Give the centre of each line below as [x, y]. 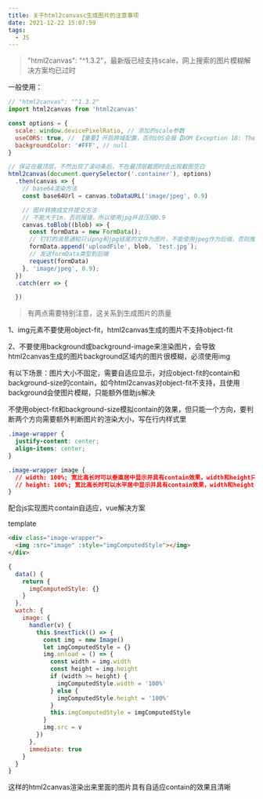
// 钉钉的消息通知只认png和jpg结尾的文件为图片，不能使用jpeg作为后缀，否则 [139, 239]
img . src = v [62, 728]
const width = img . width [90, 662]
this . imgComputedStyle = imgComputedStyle [120, 713]
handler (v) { [50, 625]
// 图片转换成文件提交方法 [59, 210]
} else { [64, 691]
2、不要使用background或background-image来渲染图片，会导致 [112, 347]
